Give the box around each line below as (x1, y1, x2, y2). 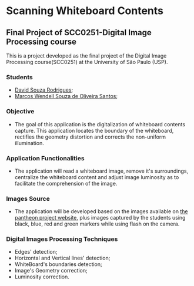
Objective (6, 107, 35, 116)
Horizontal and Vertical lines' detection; (14, 254, 111, 262)
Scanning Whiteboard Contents (6, 4, 163, 18)
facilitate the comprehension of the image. (14, 180, 118, 187)
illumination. (14, 139, 44, 146)
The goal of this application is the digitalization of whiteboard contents (14, 120, 186, 127)
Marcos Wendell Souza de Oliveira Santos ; (14, 93, 118, 100)
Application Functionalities (6, 154, 85, 162)
